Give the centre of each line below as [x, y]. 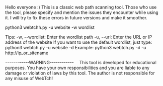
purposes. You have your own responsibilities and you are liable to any [78, 68]
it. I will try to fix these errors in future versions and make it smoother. [76, 18]
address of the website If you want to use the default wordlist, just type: [79, 42]
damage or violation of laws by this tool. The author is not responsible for [80, 73]
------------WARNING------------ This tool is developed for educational [81, 62]
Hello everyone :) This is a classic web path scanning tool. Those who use [81, 7]
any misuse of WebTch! [29, 78]
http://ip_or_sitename [27, 53]
